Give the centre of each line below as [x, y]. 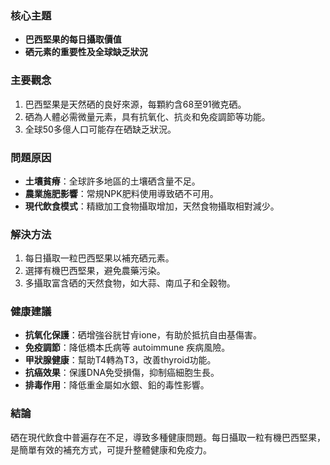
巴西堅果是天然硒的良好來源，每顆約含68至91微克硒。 [135, 104]
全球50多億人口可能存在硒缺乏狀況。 [100, 129]
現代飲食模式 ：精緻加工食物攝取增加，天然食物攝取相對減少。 [152, 206]
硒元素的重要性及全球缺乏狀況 [86, 52]
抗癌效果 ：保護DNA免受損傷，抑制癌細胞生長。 [122, 373]
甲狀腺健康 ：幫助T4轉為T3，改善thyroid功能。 [120, 360]
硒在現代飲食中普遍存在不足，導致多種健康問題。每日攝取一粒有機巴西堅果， [168, 437]
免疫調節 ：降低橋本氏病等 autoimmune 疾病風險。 [127, 348]
